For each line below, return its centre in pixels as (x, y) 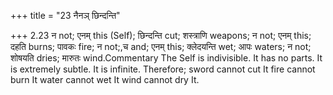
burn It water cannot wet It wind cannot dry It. (105, 79)
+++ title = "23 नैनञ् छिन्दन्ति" (65, 15)
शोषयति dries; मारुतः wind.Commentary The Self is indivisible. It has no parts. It (166, 58)
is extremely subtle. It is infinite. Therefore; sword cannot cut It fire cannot (163, 69)
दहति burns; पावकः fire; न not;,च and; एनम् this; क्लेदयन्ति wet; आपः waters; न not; (161, 46)
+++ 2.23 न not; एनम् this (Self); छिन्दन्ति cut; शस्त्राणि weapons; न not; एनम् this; (161, 35)
